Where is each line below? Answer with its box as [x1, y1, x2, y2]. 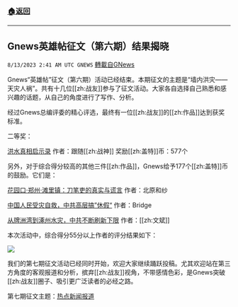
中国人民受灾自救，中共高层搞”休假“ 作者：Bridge [7, 201, 152, 209]
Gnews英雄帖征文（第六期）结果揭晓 [7, 40, 169, 52]
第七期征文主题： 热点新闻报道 [7, 292, 94, 301]
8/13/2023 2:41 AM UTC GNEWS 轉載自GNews [7, 60, 135, 69]
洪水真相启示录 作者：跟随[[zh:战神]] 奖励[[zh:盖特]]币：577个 [7, 147, 188, 156]
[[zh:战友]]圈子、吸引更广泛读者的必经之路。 [7, 277, 137, 286]
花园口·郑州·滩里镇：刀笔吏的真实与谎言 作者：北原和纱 [7, 186, 169, 195]
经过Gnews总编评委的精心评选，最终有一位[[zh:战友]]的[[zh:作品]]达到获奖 [7, 108, 225, 117]
